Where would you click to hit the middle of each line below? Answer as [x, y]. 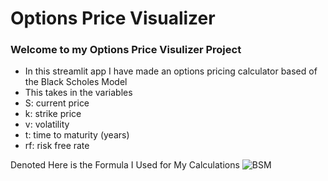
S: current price [57, 103]
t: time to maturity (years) [77, 135]
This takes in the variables [78, 93]
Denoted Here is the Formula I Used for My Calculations [125, 165]
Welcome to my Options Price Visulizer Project [126, 50]
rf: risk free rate [57, 146]
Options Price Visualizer [113, 18]
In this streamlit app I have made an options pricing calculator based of [171, 71]
